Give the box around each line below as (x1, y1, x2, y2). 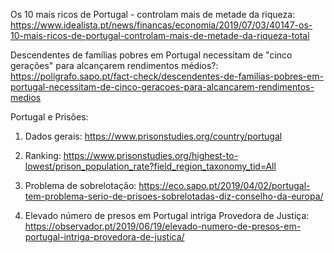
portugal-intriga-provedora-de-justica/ (24, 231, 185, 243)
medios (10, 92, 42, 103)
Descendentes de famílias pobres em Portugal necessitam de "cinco (10, 49, 293, 61)
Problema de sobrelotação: (24, 180, 137, 191)
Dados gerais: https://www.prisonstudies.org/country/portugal (24, 130, 283, 142)
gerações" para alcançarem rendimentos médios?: (10, 60, 219, 71)
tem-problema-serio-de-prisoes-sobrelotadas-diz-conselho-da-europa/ (24, 190, 324, 202)
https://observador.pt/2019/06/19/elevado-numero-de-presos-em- (24, 220, 302, 232)
